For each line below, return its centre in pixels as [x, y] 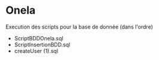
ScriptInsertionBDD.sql [42, 45]
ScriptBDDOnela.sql [39, 38]
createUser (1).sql [36, 50]
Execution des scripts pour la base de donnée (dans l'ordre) [79, 27]
